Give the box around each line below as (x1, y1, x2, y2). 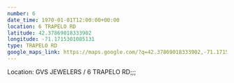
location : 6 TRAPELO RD (7, 23, 77, 30)
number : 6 (7, 10, 36, 17)
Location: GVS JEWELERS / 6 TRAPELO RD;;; (7, 67, 136, 76)
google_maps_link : (7, 49, 61, 56)
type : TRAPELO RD (7, 42, 58, 49)
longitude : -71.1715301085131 (7, 36, 95, 43)
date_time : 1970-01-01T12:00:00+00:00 (7, 17, 120, 24)
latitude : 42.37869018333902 (7, 29, 92, 37)
